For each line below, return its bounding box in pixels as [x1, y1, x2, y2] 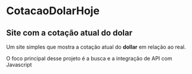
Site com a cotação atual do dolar [6, 28, 133, 38]
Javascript [6, 61, 32, 68]
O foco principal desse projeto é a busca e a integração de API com [6, 55, 172, 62]
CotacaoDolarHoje [6, 4, 100, 18]
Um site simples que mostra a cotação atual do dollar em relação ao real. [6, 43, 186, 50]
